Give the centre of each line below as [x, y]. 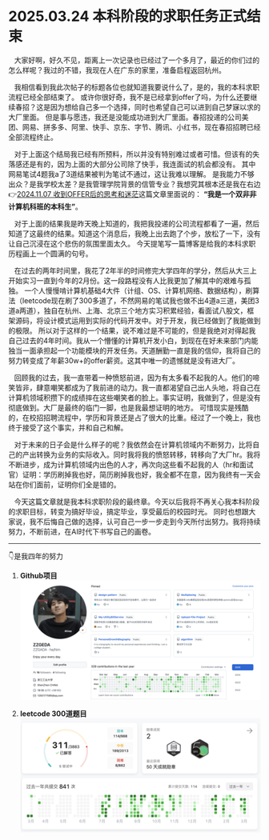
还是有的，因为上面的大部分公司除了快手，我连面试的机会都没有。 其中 [139, 164]
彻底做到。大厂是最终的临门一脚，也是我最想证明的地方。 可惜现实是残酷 [128, 407]
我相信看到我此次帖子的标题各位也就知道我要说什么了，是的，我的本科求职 [137, 87]
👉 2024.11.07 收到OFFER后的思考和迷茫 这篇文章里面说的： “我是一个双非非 [132, 194]
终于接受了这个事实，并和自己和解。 [68, 427]
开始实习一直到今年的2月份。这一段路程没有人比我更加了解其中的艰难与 [126, 280]
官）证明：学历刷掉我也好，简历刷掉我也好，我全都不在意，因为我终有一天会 [134, 474]
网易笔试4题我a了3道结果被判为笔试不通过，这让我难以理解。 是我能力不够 [131, 174]
